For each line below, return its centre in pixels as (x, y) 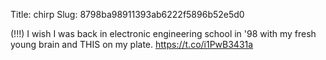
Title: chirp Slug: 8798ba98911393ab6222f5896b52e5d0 (127, 14)
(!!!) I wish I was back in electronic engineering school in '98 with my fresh (163, 33)
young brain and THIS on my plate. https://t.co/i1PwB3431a (132, 44)
